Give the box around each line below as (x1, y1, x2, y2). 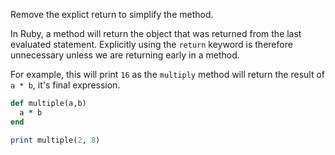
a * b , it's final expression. (10, 79, 121, 91)
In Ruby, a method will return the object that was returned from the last (10, 28, 302, 39)
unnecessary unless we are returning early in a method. (10, 49, 240, 61)
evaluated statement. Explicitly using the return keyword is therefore (10, 39, 293, 50)
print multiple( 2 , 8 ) (10, 135, 101, 145)
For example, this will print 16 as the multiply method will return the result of (10, 69, 325, 80)
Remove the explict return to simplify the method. (10, 9, 214, 20)
